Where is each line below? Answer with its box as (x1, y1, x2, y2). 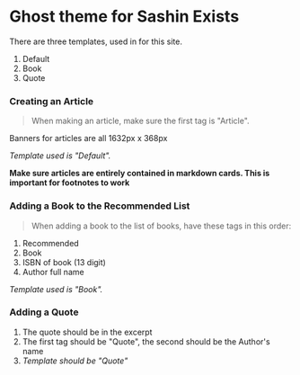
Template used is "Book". (9, 283, 103, 294)
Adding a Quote (9, 306, 79, 318)
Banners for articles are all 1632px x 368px (9, 133, 168, 144)
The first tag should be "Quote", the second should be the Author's (22, 335, 271, 347)
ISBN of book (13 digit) (22, 256, 106, 267)
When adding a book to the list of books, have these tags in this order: (31, 220, 292, 231)
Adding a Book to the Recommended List (9, 200, 190, 212)
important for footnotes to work (9, 177, 130, 188)
